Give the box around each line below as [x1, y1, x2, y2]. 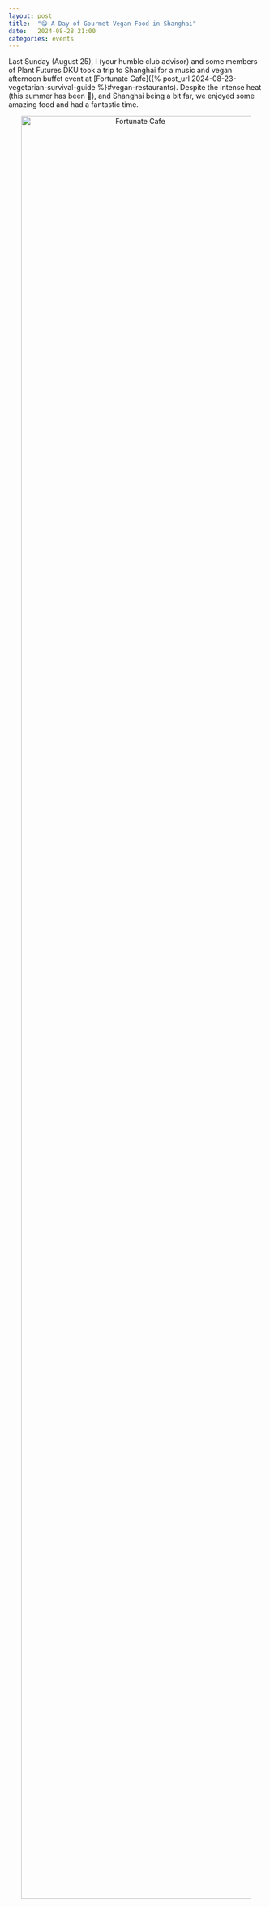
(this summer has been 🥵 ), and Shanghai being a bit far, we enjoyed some [8, 91, 255, 101]
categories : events [8, 34, 75, 43]
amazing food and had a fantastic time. [8, 100, 139, 109]
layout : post [8, 11, 53, 20]
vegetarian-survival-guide [8, 83, 96, 92]
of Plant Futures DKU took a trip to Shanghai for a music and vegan [8, 66, 233, 75]
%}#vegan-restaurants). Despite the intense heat [96, 83, 262, 92]
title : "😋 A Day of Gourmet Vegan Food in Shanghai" [8, 19, 197, 28]
